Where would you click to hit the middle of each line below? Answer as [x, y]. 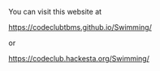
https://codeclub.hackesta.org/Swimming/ [79, 58]
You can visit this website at [55, 12]
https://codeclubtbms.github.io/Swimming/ [80, 27]
